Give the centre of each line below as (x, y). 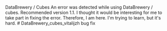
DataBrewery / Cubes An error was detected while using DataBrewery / (79, 7)
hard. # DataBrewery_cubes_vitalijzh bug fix (50, 23)
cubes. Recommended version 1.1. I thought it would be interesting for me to (84, 12)
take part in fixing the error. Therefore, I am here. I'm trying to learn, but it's (83, 18)
